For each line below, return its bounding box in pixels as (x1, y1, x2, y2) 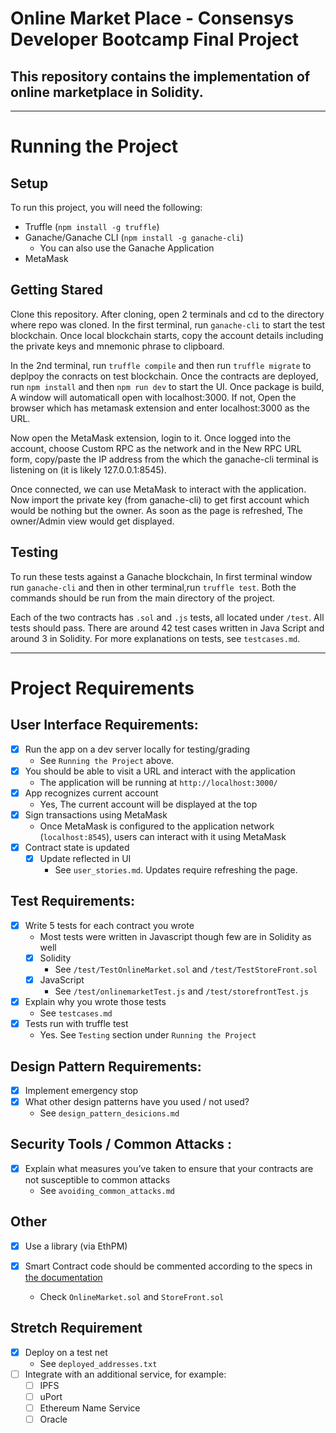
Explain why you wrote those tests (24, 996, 167, 1007)
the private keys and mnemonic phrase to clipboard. (10, 340, 225, 352)
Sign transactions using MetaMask (24, 808, 168, 821)
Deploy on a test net (24, 1346, 108, 1358)
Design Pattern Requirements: (10, 1058, 202, 1075)
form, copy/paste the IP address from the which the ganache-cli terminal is (10, 453, 319, 465)
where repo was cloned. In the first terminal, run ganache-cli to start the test (10, 318, 326, 331)
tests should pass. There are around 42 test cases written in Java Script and (10, 622, 325, 634)
